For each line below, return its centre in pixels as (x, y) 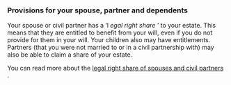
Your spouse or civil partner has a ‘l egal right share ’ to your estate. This (112, 26)
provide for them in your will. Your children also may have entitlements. (109, 40)
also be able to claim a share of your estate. (70, 55)
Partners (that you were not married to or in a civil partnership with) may (111, 48)
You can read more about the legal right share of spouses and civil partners (115, 68)
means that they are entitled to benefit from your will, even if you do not (110, 32)
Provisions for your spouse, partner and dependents (98, 10)
